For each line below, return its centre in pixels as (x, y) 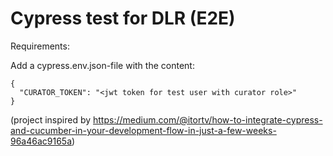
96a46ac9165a (41, 141)
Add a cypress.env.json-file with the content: (102, 65)
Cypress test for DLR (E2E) (123, 18)
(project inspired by (51, 119)
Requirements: (40, 46)
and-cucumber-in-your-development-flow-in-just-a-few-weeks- (143, 130)
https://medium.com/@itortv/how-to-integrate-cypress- (208, 119)
